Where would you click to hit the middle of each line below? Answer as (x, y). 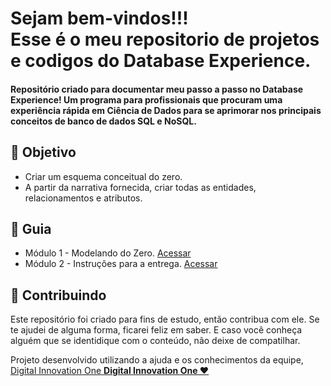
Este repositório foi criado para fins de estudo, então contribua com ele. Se (165, 319)
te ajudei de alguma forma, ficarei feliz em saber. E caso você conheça (156, 330)
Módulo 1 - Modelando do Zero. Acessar (108, 253)
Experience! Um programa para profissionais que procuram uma (146, 99)
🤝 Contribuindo (58, 295)
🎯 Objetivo (43, 152)
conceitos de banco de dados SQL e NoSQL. (103, 121)
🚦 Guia (31, 228)
